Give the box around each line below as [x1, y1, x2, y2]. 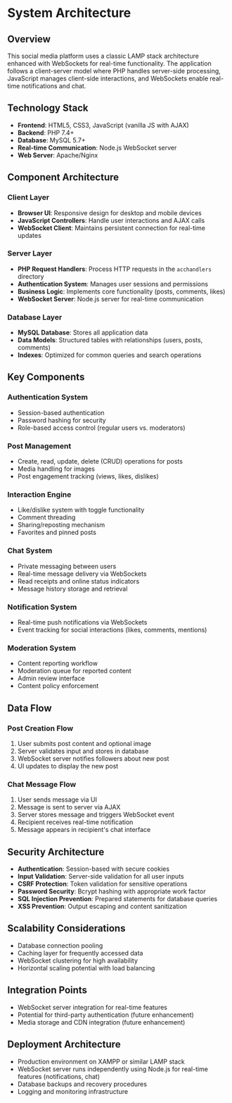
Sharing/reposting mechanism [17, 521, 105, 529]
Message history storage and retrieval [17, 584, 128, 593]
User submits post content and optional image [17, 739, 152, 747]
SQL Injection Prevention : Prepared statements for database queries [17, 895, 218, 903]
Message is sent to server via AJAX [17, 803, 121, 812]
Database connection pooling [17, 941, 103, 950]
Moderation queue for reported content [17, 667, 131, 675]
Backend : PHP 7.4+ [17, 128, 75, 137]
